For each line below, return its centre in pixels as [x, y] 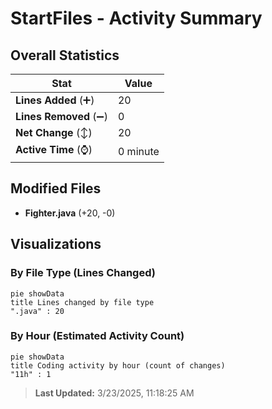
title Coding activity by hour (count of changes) [118, 365]
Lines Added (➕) [55, 100]
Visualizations [56, 244]
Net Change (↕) [54, 132]
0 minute [138, 151]
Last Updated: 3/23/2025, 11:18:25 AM [114, 393]
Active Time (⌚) [54, 149]
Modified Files [56, 188]
